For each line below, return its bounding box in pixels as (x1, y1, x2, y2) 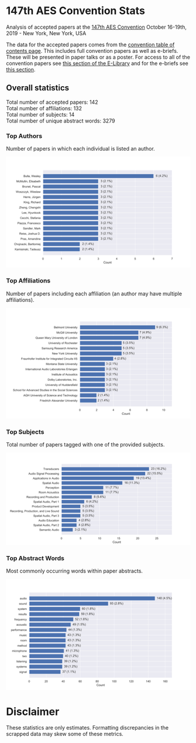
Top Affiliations (6, 277, 51, 285)
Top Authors (6, 132, 43, 140)
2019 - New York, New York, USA (6, 29, 87, 36)
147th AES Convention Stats (6, 4, 145, 18)
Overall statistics (6, 83, 70, 93)
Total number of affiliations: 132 (6, 104, 82, 112)
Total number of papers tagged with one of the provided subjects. (6, 441, 165, 448)
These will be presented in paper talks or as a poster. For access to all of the (6, 53, 190, 60)
